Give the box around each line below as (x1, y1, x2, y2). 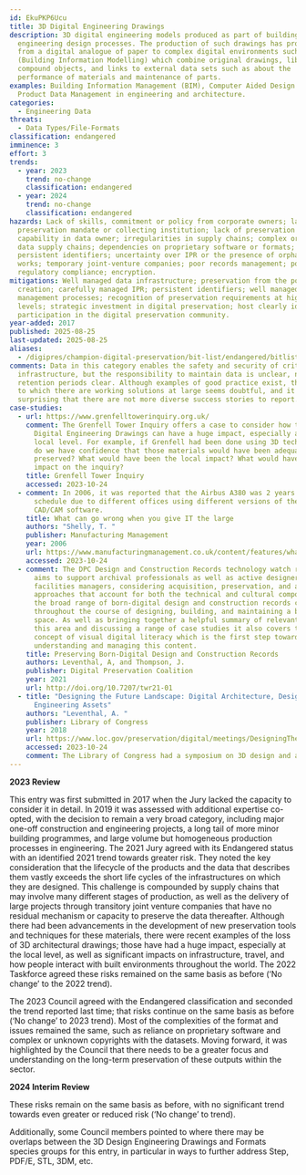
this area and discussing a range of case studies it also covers (33, 624, 291, 633)
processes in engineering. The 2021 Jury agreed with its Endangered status (9, 842, 294, 853)
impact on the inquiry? (33, 463, 125, 473)
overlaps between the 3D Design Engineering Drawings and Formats (9, 1136, 267, 1147)
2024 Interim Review (9, 1081, 90, 1092)
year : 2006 (25, 539, 67, 548)
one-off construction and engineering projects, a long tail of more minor (9, 823, 280, 834)
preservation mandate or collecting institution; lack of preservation (17, 225, 296, 234)
